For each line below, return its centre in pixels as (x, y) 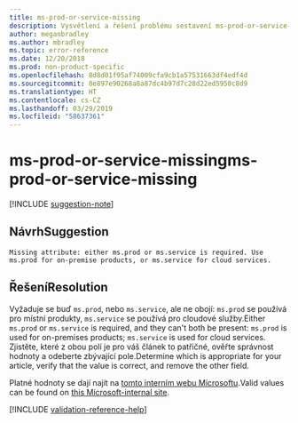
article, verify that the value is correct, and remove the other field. (129, 365)
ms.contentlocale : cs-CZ (55, 100)
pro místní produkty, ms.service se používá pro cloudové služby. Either (137, 318)
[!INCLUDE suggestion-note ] (62, 204)
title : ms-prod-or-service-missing (75, 17)
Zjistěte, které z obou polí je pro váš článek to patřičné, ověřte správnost (141, 347)
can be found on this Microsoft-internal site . (90, 392)
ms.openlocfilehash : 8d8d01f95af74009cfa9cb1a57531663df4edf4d (129, 76)
